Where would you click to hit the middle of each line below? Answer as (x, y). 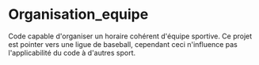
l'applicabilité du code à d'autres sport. (72, 52)
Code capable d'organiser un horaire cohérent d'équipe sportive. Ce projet (130, 36)
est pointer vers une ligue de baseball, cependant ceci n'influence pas (123, 44)
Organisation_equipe (78, 14)
